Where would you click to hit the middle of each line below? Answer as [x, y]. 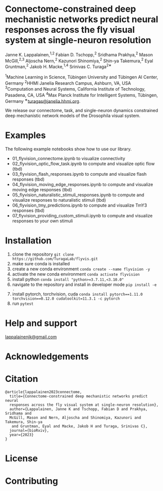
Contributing [32, 481]
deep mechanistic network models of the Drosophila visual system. [73, 116]
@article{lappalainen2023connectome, [44, 392]
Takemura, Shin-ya [24, 422]
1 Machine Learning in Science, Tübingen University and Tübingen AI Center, [81, 76]
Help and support [41, 323]
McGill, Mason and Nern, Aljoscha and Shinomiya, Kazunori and [75, 418]
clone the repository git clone [43, 254]
